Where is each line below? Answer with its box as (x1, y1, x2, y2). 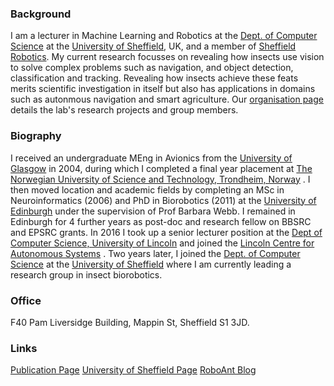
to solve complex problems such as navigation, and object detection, (10, 62, 294, 74)
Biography (10, 129, 62, 143)
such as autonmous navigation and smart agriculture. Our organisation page (10, 93, 324, 106)
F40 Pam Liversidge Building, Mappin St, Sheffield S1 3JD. (10, 316, 250, 328)
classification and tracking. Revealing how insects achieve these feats (10, 72, 299, 84)
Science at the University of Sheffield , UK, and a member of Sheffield (10, 40, 297, 52)
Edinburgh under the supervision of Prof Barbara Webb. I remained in (10, 205, 296, 217)
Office (10, 293, 42, 307)
